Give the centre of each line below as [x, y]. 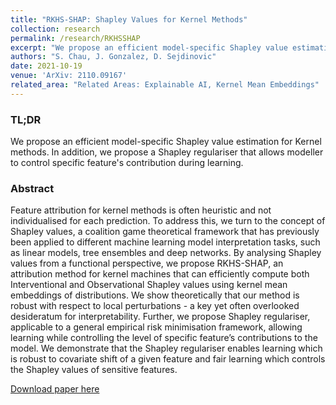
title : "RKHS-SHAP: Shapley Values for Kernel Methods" [129, 19]
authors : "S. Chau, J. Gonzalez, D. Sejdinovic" [113, 57]
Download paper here [55, 389]
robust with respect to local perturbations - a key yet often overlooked [155, 306]
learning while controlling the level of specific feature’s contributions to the [164, 338]
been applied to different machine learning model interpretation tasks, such [165, 242]
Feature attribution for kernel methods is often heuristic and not [141, 210]
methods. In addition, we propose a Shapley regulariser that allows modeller [167, 152]
